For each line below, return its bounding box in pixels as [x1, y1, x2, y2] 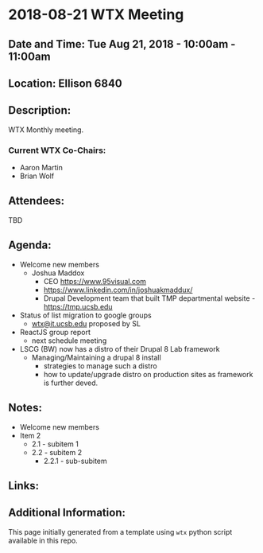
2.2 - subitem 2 [31, 447, 82, 457]
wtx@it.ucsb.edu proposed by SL [31, 318, 141, 328]
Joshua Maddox [31, 268, 85, 278]
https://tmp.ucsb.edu [43, 302, 113, 311]
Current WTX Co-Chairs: [8, 145, 106, 156]
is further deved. [43, 378, 99, 387]
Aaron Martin [19, 163, 64, 173]
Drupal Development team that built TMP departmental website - [43, 293, 256, 303]
